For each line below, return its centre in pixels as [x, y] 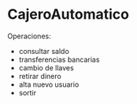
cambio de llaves [46, 67]
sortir [28, 92]
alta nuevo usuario [49, 84]
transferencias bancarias [59, 59]
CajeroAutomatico [68, 14]
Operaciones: [30, 36]
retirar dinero [40, 76]
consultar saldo [44, 51]
